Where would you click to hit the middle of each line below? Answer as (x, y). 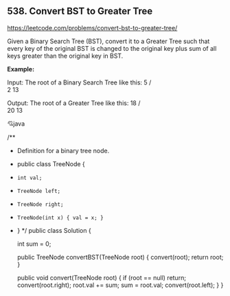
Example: (21, 69)
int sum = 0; (34, 244)
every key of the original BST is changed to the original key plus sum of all (112, 48)
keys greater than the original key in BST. (65, 56)
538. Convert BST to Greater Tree (80, 11)
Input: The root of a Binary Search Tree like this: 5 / (79, 82)
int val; (30, 178)
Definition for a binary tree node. (63, 150)
